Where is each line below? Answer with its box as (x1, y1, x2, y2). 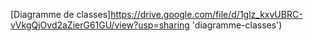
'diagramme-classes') (191, 19, 283, 31)
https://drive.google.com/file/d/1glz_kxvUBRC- (110, 9, 303, 20)
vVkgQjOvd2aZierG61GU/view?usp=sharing (10, 19, 190, 31)
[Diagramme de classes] (10, 9, 112, 20)
